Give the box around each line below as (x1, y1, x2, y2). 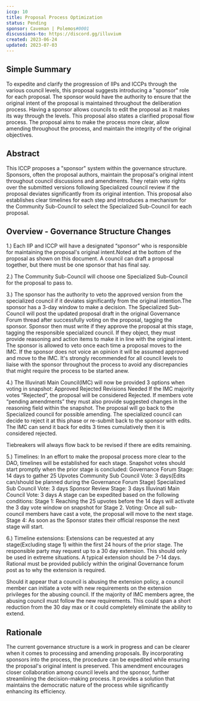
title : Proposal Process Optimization (6, 14, 103, 20)
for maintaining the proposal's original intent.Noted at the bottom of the (6, 249, 181, 256)
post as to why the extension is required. (6, 567, 106, 574)
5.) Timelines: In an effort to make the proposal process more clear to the (6, 453, 186, 460)
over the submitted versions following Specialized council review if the (6, 183, 180, 191)
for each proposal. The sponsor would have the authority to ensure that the (6, 93, 191, 100)
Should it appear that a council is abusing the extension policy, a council (6, 578, 184, 585)
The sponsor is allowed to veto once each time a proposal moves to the (6, 342, 182, 349)
